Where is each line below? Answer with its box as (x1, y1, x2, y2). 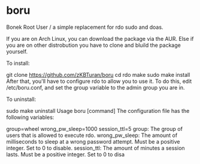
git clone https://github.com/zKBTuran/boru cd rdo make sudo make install (6, 71, 190, 78)
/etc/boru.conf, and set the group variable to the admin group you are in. (6, 84, 185, 91)
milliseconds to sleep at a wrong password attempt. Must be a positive (6, 138, 180, 145)
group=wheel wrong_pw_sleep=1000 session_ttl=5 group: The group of (6, 125, 183, 132)
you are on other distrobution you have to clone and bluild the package (6, 41, 181, 49)
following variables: (6, 114, 54, 121)
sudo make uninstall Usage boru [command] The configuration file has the (6, 107, 190, 114)
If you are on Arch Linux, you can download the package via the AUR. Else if (6, 35, 194, 42)
